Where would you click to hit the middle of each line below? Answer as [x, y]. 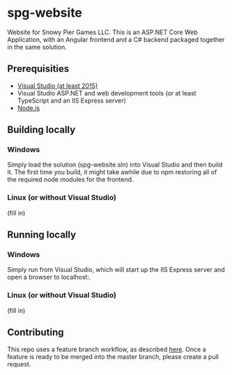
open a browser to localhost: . [49, 277]
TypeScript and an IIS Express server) [72, 100]
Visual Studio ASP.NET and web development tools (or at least [107, 93]
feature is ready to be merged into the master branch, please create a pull [113, 356]
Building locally [41, 130]
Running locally [42, 235]
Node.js [29, 108]
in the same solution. [37, 47]
